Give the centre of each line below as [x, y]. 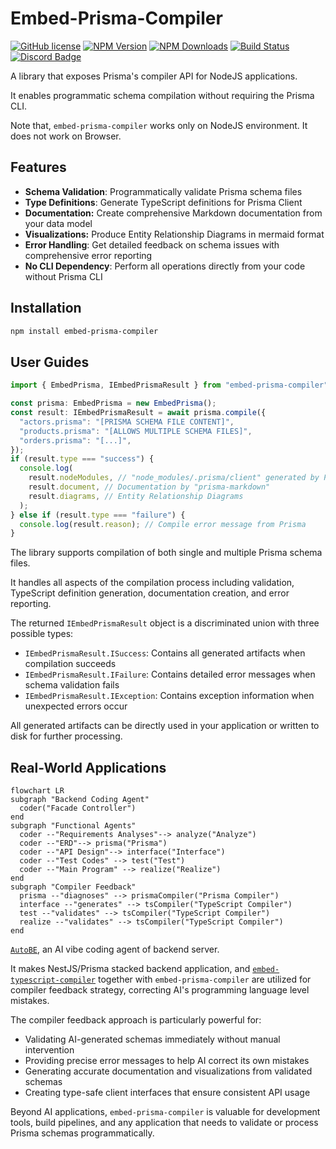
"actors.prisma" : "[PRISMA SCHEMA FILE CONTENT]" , [127, 422]
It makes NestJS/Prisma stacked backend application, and [130, 969]
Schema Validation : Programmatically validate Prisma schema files [163, 191]
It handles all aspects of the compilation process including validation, [152, 583]
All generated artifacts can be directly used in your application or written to [165, 726]
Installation [46, 308]
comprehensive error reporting [88, 255]
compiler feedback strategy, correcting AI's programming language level [160, 990]
